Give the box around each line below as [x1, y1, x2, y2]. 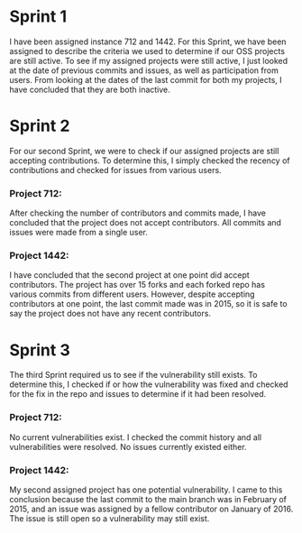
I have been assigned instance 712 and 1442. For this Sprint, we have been [9, 36, 287, 47]
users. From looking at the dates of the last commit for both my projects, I [9, 74, 282, 85]
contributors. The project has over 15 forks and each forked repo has [9, 280, 266, 290]
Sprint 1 [9, 6, 68, 27]
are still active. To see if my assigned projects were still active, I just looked [9, 55, 288, 66]
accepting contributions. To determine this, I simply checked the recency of [9, 155, 290, 166]
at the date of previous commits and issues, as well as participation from [9, 65, 279, 76]
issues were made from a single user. [9, 227, 149, 238]
